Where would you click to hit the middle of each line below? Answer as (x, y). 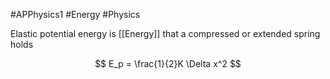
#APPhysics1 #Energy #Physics (75, 14)
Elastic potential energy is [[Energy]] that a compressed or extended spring (165, 33)
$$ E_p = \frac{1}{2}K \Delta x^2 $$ (168, 63)
